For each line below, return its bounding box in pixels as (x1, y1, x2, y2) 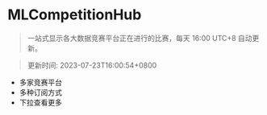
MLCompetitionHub (7, 6, 142, 24)
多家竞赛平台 (19, 77, 62, 87)
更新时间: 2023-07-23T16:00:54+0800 (27, 60, 157, 70)
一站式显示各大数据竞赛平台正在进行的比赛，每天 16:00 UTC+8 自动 (27, 33, 252, 43)
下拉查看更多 (19, 97, 62, 107)
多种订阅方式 (19, 87, 62, 97)
